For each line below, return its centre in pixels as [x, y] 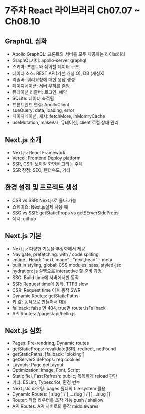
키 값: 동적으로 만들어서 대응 [39, 302]
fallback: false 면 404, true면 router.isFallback [59, 308]
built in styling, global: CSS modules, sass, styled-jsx [66, 265]
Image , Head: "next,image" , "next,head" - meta [62, 260]
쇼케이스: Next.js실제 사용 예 [40, 206]
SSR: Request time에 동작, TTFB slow [50, 284]
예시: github [24, 218]
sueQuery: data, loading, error [43, 110]
